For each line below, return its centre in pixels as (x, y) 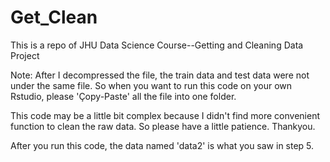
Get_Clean (54, 17)
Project (25, 55)
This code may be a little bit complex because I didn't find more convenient (165, 115)
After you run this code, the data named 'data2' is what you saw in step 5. (162, 145)
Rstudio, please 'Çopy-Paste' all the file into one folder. (123, 96)
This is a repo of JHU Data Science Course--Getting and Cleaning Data (157, 45)
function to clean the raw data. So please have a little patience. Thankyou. (163, 126)
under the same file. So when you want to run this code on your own (151, 85)
